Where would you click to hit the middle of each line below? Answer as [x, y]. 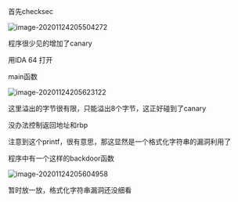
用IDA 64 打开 [31, 60]
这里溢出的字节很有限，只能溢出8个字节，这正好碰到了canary [107, 108]
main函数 [23, 76]
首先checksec [31, 11]
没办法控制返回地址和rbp [48, 125]
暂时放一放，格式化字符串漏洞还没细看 [70, 190]
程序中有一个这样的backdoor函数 [61, 158]
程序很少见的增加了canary [50, 43]
